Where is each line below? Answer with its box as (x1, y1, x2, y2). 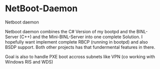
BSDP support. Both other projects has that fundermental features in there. (5, 44, 156, 50)
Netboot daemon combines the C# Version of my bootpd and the (5, 28, 136, 34)
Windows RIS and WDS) (5, 59, 54, 65)
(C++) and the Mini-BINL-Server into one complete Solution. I (19, 34, 143, 40)
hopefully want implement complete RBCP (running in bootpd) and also (5, 39, 148, 45)
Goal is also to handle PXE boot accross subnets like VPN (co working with (5, 53, 155, 59)
